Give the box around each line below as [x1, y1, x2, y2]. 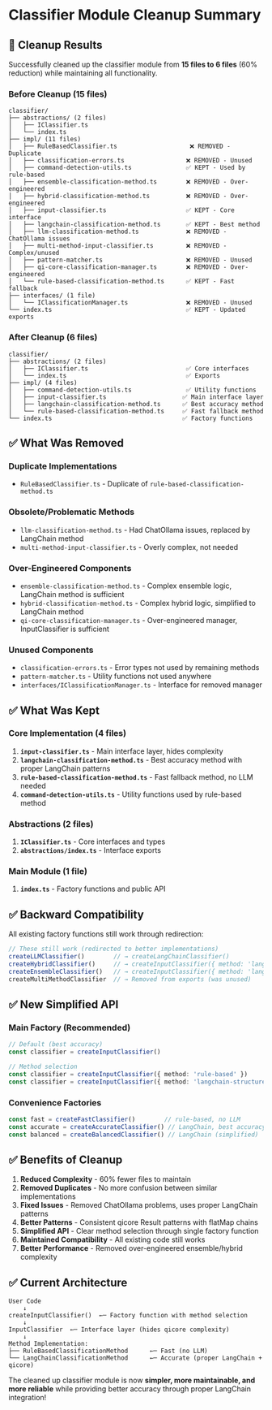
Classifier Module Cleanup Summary [8, 6, 261, 24]
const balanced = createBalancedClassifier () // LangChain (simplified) [8, 1131, 259, 1139]
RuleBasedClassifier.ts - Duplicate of [19, 479, 148, 489]
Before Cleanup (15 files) [8, 88, 108, 99]
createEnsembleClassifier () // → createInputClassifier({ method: [8, 967, 244, 975]
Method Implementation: [8, 1340, 89, 1348]
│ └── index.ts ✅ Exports [8, 371, 221, 379]
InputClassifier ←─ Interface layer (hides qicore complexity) [8, 1326, 230, 1334]
